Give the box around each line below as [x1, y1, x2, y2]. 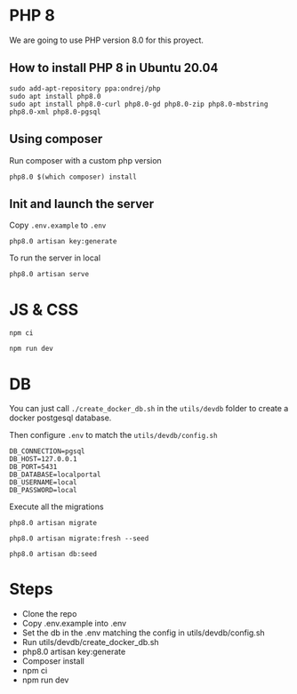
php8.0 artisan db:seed [9, 550, 98, 559]
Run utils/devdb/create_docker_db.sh [21, 637, 159, 648]
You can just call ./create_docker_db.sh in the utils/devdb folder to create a [9, 403, 289, 414]
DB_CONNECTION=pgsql [9, 447, 86, 456]
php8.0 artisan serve [9, 270, 90, 279]
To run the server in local [9, 252, 100, 263]
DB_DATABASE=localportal [9, 470, 101, 480]
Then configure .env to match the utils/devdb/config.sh [9, 430, 218, 441]
